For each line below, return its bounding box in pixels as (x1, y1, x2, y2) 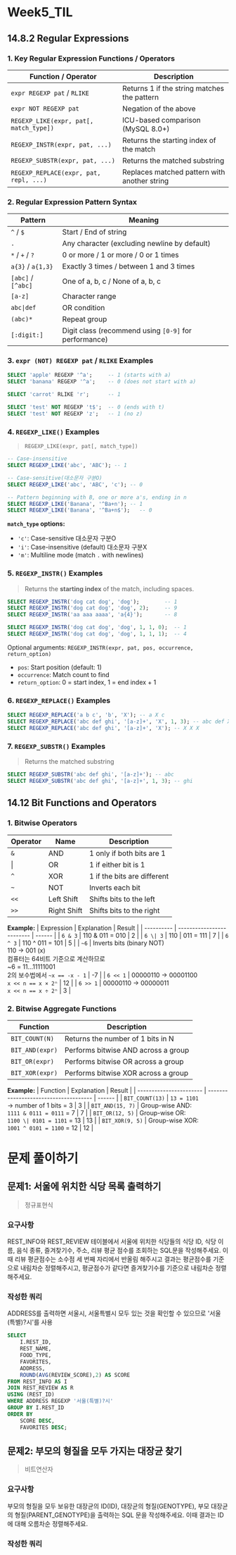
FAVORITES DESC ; (20, 1424, 68, 1431)
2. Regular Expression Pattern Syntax (7, 197, 137, 206)
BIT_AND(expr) (11, 1046, 58, 1054)
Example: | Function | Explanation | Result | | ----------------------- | (7, 1086, 206, 1094)
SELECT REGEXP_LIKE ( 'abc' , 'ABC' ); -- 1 (7, 462, 128, 469)
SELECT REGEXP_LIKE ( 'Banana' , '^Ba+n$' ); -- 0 (7, 507, 152, 514)
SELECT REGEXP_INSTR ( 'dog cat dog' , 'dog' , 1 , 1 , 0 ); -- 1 (7, 624, 188, 631)
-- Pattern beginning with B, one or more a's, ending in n (7, 494, 188, 501)
